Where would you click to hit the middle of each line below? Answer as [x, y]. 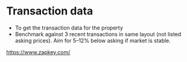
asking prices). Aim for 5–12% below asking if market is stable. [93, 40]
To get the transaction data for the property [69, 28]
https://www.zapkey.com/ [38, 52]
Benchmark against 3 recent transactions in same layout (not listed [98, 34]
